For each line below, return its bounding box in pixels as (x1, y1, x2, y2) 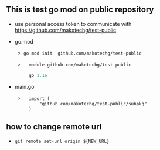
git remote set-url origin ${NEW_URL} (14, 138, 110, 145)
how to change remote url (6, 122, 102, 132)
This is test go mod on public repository (6, 5, 154, 15)
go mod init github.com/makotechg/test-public (23, 50, 142, 56)
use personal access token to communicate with (14, 20, 132, 27)
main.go (14, 83, 35, 90)
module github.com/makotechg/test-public (28, 62, 132, 68)
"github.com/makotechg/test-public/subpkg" (39, 101, 148, 106)
